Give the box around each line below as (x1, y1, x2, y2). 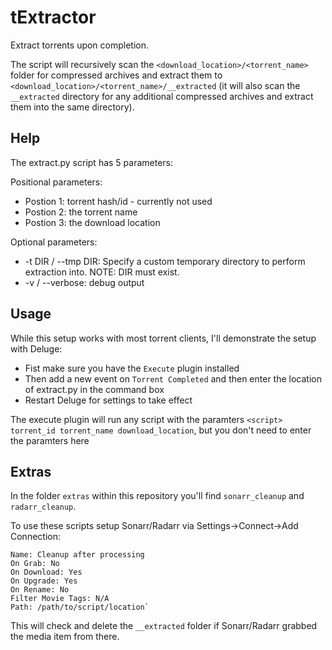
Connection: (10, 531, 61, 543)
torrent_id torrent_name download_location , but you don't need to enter (10, 424, 312, 436)
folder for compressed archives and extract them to (10, 69, 223, 81)
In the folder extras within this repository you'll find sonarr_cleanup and (10, 490, 305, 502)
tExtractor (10, 6, 97, 29)
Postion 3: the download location (24, 216, 161, 228)
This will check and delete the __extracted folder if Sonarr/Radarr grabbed (10, 620, 318, 632)
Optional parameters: (10, 236, 98, 248)
